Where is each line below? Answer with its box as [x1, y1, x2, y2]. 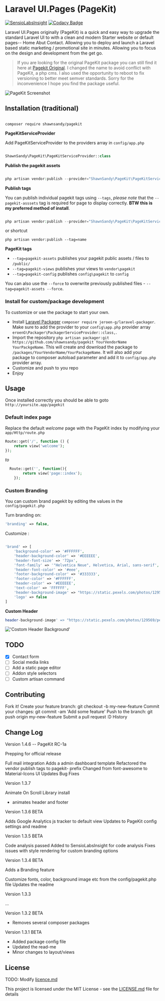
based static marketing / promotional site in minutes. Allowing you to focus [5, 45, 156, 51]
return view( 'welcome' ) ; [14, 443, 65, 448]
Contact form [12, 654, 39, 659]
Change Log [5, 728, 43, 737]
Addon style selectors [12, 670, 57, 676]
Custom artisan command [12, 676, 65, 682]
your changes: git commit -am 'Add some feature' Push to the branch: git [5, 709, 153, 715]
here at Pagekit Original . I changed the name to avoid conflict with [17, 65, 151, 71]
